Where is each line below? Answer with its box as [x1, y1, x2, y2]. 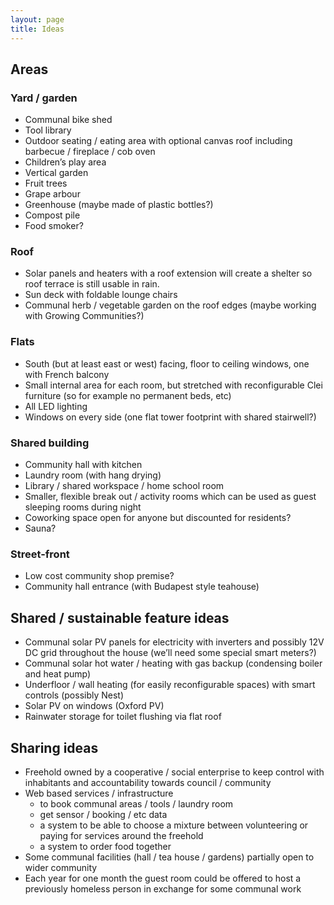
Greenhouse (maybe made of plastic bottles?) [24, 199, 214, 211]
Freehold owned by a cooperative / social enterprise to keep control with [24, 766, 325, 778]
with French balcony [24, 368, 110, 380]
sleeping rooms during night [24, 501, 142, 513]
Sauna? [24, 522, 57, 535]
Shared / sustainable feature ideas [10, 609, 230, 626]
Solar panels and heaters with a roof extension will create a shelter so [24, 267, 313, 280]
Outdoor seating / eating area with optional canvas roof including [24, 135, 293, 147]
